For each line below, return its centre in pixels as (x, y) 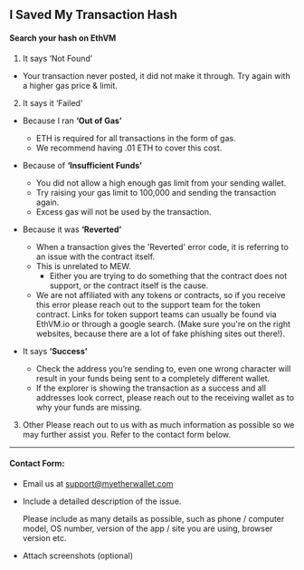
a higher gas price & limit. (70, 85)
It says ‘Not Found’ (57, 58)
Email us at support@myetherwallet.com (98, 483)
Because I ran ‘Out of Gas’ (72, 121)
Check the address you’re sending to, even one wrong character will (163, 368)
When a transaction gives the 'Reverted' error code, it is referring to (162, 246)
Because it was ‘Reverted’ (72, 229)
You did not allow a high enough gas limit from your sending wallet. (161, 183)
